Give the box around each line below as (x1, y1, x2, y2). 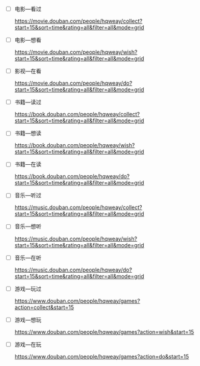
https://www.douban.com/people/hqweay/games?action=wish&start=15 (14, 328, 195, 335)
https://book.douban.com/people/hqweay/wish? (14, 142, 135, 149)
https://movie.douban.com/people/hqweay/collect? (14, 18, 143, 25)
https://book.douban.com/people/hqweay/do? (14, 173, 130, 180)
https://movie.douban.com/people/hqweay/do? (14, 79, 133, 87)
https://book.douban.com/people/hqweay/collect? (14, 111, 140, 118)
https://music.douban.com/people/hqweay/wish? (14, 235, 138, 242)
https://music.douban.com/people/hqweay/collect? (14, 204, 142, 211)
